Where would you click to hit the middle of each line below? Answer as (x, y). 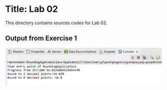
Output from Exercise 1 (41, 38)
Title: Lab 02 (32, 9)
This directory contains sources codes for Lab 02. (56, 23)
